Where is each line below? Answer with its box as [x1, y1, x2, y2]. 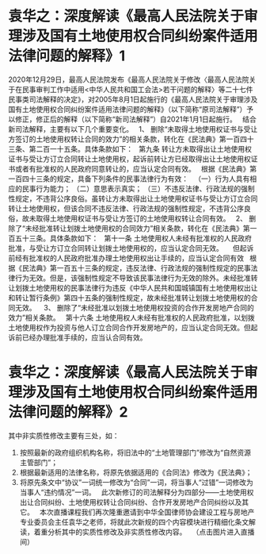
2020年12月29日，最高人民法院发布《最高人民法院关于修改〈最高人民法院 [8, 75, 249, 84]
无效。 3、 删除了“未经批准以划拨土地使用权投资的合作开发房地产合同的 [14, 302, 255, 312]
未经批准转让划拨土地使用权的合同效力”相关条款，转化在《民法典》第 [25, 223, 251, 233]
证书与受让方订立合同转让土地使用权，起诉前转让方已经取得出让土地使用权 [8, 154, 251, 164]
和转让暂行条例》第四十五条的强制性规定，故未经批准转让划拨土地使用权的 [8, 293, 251, 302]
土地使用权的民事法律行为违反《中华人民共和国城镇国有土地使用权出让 [28, 283, 258, 292]
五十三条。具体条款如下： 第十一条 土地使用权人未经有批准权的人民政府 [14, 233, 252, 243]
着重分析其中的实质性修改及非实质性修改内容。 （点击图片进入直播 [33, 527, 255, 537]
